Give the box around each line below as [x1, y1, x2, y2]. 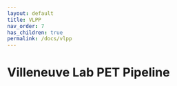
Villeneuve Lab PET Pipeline [7, 65, 170, 81]
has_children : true [7, 29, 63, 36]
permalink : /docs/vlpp [7, 35, 72, 42]
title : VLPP [7, 16, 41, 23]
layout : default [7, 10, 54, 17]
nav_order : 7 [7, 23, 45, 29]
